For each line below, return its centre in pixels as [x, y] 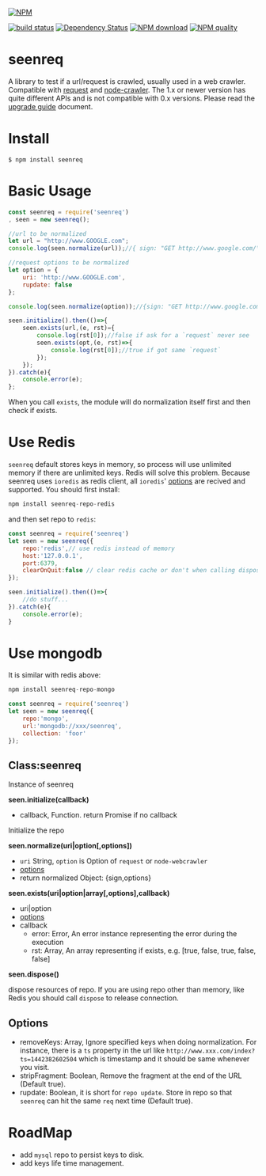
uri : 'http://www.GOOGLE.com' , [74, 277]
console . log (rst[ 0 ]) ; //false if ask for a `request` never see [143, 336]
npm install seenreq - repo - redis [61, 504]
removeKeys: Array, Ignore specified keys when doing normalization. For [138, 1042]
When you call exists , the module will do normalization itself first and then [129, 402]
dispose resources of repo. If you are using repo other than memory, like [126, 990]
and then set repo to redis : [52, 519]
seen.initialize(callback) [49, 800]
